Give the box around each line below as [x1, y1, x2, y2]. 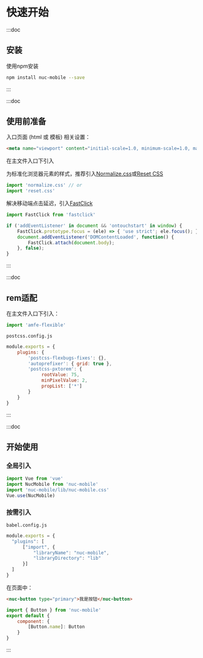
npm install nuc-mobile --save [6, 74, 85, 81]
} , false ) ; [17, 245, 45, 252]
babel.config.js [6, 522, 47, 528]
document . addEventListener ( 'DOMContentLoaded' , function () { [17, 234, 174, 240]
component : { [17, 618, 50, 625]
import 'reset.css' [6, 188, 56, 194]
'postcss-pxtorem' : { [28, 366, 83, 372]
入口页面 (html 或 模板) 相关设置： [6, 133, 91, 141]
